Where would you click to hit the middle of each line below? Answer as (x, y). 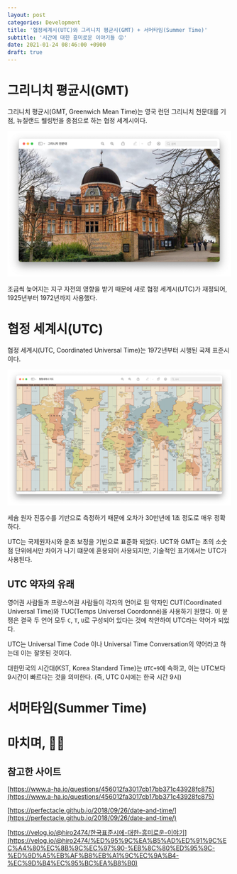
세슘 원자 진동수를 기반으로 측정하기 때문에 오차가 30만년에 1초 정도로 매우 (110, 518)
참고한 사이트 (34, 771)
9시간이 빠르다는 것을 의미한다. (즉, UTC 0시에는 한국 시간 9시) (95, 677)
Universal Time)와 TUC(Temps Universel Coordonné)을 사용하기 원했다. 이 (114, 612)
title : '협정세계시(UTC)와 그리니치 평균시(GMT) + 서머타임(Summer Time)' (108, 30)
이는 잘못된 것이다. (46, 653)
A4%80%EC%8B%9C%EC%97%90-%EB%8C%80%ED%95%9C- (116, 848)
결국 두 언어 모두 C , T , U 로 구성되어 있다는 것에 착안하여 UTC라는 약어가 (118, 620)
